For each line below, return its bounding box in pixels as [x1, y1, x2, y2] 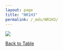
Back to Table [5, 40, 34, 46]
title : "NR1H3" [5, 12, 38, 17]
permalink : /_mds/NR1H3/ [5, 17, 58, 22]
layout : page [5, 7, 33, 13]
